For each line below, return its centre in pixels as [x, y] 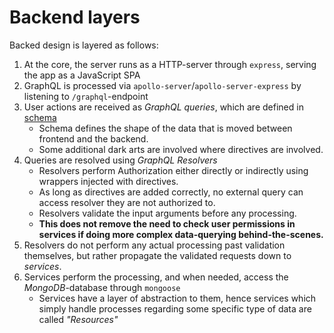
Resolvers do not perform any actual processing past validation [154, 245]
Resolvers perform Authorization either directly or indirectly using [173, 170]
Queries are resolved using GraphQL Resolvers [120, 160]
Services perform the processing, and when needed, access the [156, 277]
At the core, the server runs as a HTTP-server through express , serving [170, 64]
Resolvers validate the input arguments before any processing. [167, 213]
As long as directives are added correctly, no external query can [171, 192]
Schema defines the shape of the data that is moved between [165, 128]
